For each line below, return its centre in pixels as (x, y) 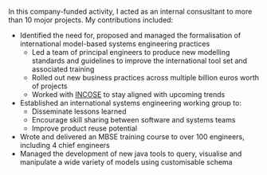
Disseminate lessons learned (79, 111)
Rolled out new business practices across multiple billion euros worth (145, 78)
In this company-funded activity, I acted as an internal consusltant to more (130, 12)
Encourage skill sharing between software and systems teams (133, 120)
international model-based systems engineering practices (115, 44)
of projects (49, 86)
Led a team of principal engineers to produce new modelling (131, 52)
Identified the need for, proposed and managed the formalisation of (130, 35)
